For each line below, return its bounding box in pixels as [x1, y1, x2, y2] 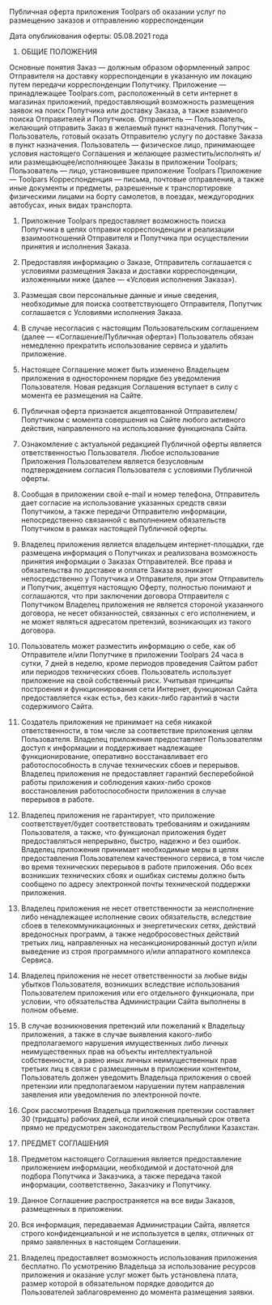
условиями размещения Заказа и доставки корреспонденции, [20, 267, 238, 275]
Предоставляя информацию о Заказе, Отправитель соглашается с [20, 258, 253, 267]
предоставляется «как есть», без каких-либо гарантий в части [20, 693, 240, 702]
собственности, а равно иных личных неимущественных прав [20, 1056, 237, 1064]
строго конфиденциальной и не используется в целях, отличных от [20, 1229, 254, 1238]
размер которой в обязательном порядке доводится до [20, 1279, 215, 1288]
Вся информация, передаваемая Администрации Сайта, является [20, 1220, 250, 1230]
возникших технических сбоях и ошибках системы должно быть [20, 871, 245, 880]
